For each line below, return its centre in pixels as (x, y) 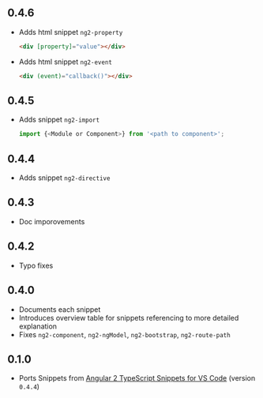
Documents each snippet (60, 309)
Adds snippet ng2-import (59, 120)
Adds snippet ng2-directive (64, 178)
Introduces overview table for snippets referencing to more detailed (129, 317)
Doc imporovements (52, 221)
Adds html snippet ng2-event (65, 62)
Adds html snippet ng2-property (71, 32)
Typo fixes (36, 265)
